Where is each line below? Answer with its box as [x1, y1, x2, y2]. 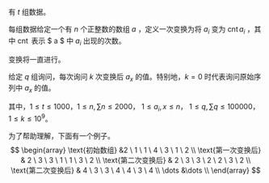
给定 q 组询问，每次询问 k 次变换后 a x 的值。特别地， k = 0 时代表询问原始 [8, 71, 254, 83]
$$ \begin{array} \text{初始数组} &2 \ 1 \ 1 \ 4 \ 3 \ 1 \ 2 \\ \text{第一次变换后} [10, 145, 262, 155]
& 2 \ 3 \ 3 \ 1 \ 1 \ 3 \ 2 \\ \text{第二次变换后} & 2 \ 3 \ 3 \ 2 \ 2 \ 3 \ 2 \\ [20, 155, 251, 164]
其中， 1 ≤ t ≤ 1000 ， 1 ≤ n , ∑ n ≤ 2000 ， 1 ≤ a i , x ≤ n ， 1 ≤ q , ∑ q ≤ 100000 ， [8, 102, 260, 113]
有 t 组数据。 [8, 7, 51, 16]
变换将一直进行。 [8, 54, 65, 64]
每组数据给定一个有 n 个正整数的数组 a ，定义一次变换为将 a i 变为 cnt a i [8, 24, 246, 36]
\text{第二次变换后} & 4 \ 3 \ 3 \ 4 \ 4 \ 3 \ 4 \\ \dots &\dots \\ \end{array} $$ [11, 165, 261, 175]
